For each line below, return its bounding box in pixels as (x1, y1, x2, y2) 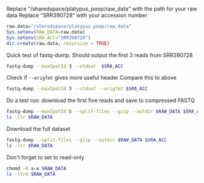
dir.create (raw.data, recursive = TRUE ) (6, 40, 110, 46)
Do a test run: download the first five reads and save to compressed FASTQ (6, 97, 195, 104)
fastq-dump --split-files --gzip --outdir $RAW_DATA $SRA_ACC (6, 137, 167, 143)
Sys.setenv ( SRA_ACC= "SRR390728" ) (6, 35, 91, 41)
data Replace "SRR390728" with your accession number (6, 12, 148, 19)
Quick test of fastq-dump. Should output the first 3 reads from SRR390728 (6, 51, 193, 58)
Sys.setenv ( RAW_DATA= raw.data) (6, 29, 86, 35)
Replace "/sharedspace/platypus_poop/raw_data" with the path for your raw (6, 5, 197, 12)
